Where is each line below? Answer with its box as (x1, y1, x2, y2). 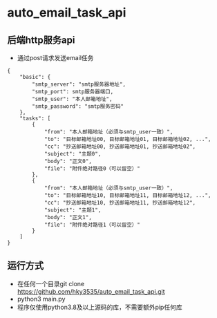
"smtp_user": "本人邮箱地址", (32, 95, 113, 102)
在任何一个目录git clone (17, 279, 85, 288)
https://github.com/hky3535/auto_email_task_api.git (17, 287, 165, 295)
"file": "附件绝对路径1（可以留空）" (44, 221, 140, 228)
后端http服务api (7, 34, 75, 46)
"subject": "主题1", (44, 207, 102, 214)
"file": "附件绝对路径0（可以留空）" (44, 165, 140, 172)
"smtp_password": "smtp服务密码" (32, 103, 124, 110)
